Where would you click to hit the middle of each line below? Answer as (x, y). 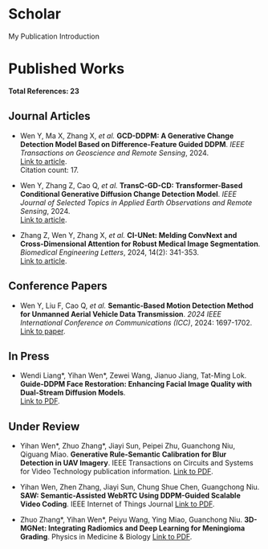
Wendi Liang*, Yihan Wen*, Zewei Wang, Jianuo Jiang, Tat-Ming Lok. (133, 375)
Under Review (44, 426)
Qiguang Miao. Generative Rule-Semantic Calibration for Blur (123, 454)
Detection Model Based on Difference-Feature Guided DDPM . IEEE (132, 144)
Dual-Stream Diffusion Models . (73, 393)
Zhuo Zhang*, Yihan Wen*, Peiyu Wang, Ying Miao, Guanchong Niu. (131, 520)
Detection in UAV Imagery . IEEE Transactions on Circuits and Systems (137, 463)
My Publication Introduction (54, 36)
